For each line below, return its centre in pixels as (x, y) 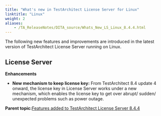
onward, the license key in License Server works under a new (74, 88)
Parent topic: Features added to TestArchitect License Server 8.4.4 (73, 108)
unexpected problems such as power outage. (58, 98)
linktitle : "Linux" (25, 14)
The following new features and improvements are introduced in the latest (80, 41)
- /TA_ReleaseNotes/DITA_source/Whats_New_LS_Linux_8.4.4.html (80, 28)
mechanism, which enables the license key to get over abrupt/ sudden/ (84, 94)
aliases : (14, 23)
